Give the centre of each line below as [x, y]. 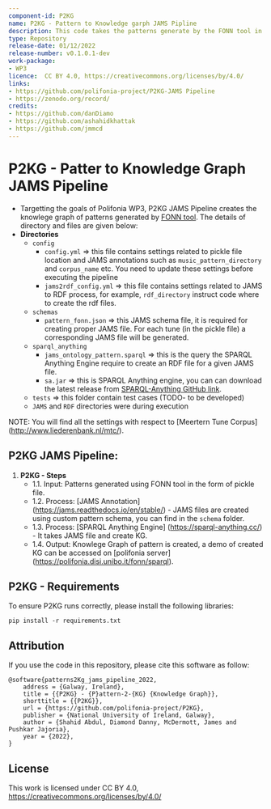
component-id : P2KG [41, 16]
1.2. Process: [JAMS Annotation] [86, 501]
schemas [45, 312]
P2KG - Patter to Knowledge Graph [127, 169]
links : [19, 83]
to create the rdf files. [80, 303]
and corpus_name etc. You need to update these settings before [148, 269]
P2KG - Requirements [64, 586]
